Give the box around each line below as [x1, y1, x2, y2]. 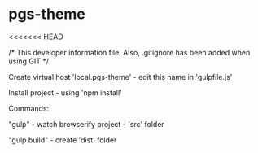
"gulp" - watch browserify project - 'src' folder [8, 119, 164, 129]
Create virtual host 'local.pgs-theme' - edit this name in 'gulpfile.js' [8, 72, 233, 81]
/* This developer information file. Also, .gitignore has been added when [8, 47, 251, 57]
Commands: [8, 103, 50, 113]
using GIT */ [8, 56, 50, 66]
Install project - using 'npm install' [8, 87, 122, 98]
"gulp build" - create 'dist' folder [8, 135, 117, 145]
